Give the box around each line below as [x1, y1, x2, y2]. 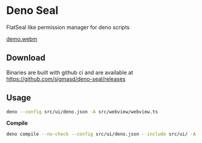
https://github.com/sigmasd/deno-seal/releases [6, 75, 126, 82]
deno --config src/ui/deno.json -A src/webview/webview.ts [6, 109, 158, 115]
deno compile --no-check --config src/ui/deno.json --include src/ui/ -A [6, 131, 197, 138]
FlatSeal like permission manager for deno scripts [6, 24, 130, 31]
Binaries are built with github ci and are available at [6, 69, 134, 76]
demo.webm [6, 35, 37, 42]
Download [6, 52, 45, 63]
